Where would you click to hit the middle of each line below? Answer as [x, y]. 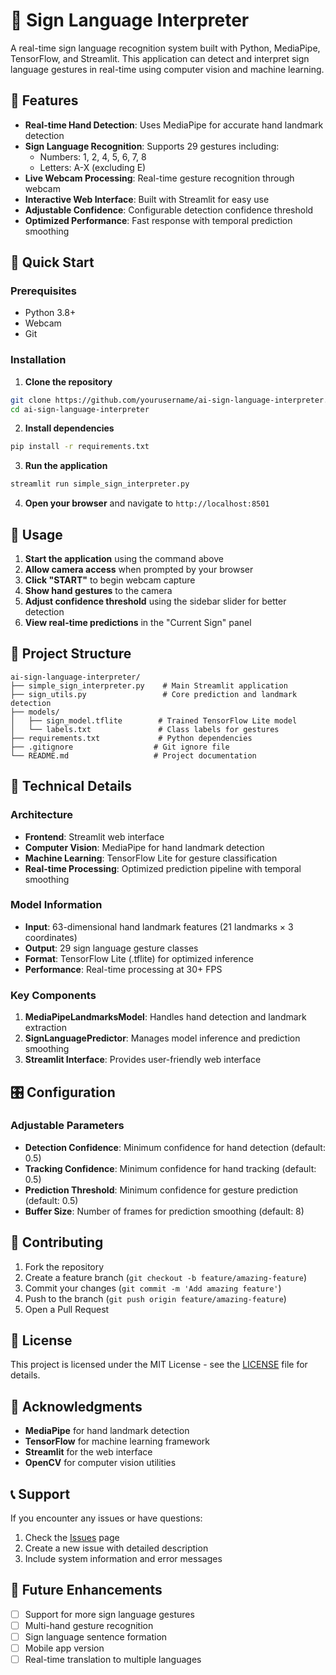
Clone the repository [68, 381]
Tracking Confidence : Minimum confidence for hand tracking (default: [170, 1168]
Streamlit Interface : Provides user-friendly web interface [143, 1060]
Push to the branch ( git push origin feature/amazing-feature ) [155, 1298]
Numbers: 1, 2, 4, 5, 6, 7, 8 [93, 156]
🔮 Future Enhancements [86, 1590]
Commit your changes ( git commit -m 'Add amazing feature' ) [153, 1288]
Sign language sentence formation [96, 1637]
